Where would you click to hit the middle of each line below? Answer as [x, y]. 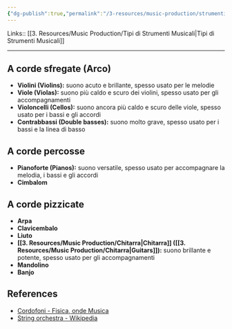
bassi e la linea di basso [51, 129]
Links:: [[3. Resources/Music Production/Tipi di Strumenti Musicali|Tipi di [111, 33]
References [32, 294]
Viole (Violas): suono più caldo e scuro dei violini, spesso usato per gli [118, 93]
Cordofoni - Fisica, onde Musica [63, 310]
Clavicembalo [37, 228]
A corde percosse [46, 151]
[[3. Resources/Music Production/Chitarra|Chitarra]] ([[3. [101, 243]
